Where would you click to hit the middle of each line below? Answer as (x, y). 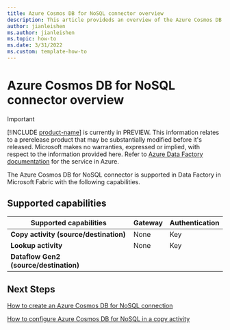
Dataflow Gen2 (36, 256)
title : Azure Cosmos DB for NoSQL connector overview (86, 13)
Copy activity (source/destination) (68, 234)
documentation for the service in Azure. (63, 161)
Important (21, 119)
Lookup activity (37, 245)
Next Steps (31, 289)
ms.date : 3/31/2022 (35, 45)
